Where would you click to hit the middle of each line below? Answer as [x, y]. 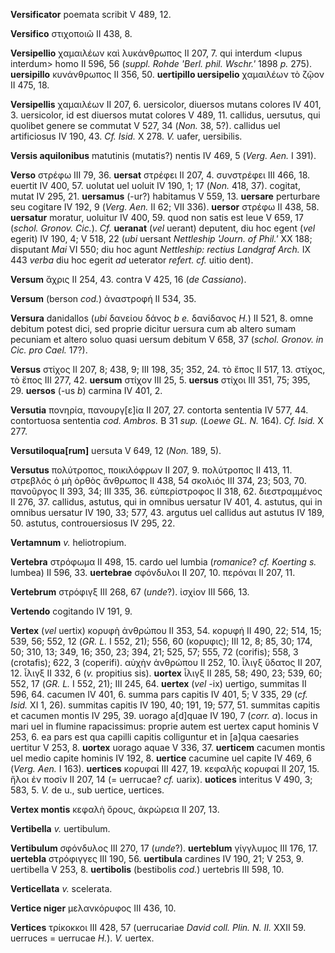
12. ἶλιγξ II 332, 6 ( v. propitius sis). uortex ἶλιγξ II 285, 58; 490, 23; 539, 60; [166, 673]
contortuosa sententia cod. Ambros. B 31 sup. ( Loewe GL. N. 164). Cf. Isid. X [167, 420]
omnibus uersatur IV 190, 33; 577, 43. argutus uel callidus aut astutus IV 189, [167, 512]
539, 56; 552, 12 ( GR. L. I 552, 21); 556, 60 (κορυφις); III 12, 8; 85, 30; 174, [161, 641]
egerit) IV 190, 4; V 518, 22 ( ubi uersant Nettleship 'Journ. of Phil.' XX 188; [161, 238]
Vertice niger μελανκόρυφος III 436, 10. [93, 908]
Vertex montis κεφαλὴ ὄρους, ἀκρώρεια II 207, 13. [115, 809]
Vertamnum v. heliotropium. [68, 542]
